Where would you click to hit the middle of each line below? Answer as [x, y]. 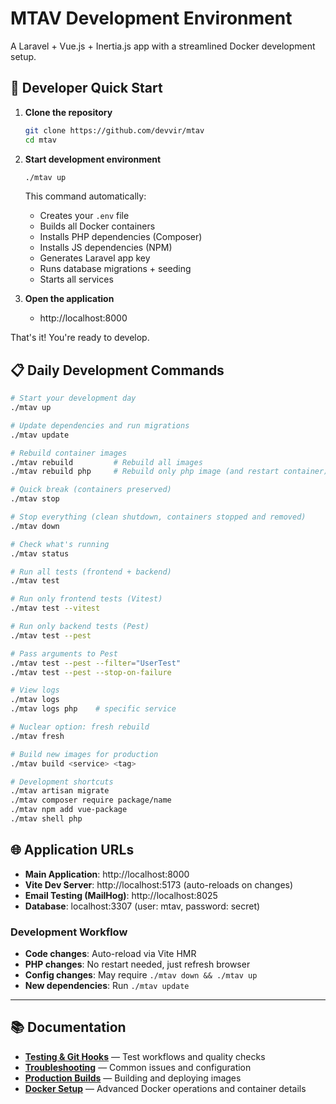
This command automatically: [85, 196]
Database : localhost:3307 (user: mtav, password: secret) [142, 906]
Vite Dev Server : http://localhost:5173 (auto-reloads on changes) [159, 884]
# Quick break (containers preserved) [91, 490]
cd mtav [40, 140]
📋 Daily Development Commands [117, 370]
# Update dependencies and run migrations [100, 425]
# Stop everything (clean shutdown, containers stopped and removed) [158, 517]
